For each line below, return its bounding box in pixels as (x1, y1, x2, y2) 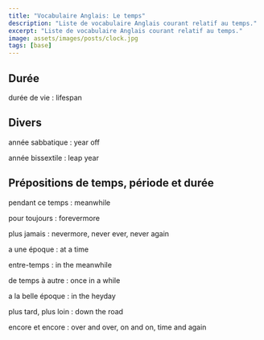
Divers (8, 116, 42, 129)
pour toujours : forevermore (8, 213, 101, 223)
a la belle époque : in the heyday (8, 291, 117, 301)
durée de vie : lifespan (8, 92, 83, 102)
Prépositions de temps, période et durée (8, 176, 215, 190)
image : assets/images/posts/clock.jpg (8, 34, 138, 43)
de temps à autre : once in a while (8, 275, 121, 285)
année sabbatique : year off (8, 137, 101, 147)
